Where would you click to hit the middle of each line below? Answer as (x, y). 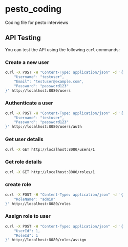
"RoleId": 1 (26, 235)
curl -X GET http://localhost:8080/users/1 (50, 149)
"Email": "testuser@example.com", (49, 82)
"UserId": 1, (27, 231)
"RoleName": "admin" (35, 199)
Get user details (24, 139)
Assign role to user (28, 216)
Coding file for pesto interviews (37, 22)
